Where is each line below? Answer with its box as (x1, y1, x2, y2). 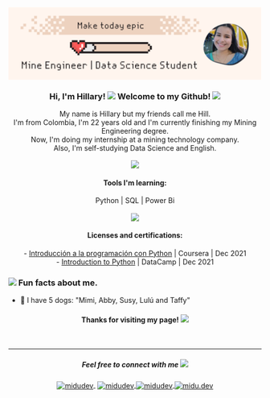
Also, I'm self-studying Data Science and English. (53, 143, 217, 153)
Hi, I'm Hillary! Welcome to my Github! (49, 90, 211, 102)
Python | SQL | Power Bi (95, 196, 175, 205)
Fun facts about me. (18, 277, 98, 288)
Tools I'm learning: (103, 177, 167, 188)
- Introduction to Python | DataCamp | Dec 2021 (55, 257, 215, 267)
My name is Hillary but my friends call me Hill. (59, 109, 211, 119)
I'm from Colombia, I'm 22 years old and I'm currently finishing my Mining (13, 118, 257, 127)
